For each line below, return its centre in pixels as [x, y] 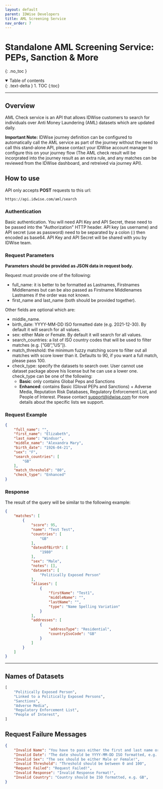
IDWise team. [18, 243]
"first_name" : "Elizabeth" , [42, 434]
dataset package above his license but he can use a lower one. [75, 371]
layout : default [21, 10]
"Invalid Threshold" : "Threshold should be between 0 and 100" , [80, 764]
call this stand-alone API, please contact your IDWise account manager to [79, 148]
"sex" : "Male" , [46, 561]
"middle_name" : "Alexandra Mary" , [49, 443]
